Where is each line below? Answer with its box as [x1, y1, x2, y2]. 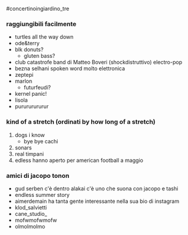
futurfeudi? [23, 84, 51, 91]
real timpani [14, 150, 44, 157]
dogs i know [14, 131, 45, 139]
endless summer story [14, 191, 70, 198]
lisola [14, 96, 28, 104]
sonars [14, 144, 32, 151]
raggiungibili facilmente [6, 20, 77, 28]
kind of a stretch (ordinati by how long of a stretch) [6, 118, 156, 126]
